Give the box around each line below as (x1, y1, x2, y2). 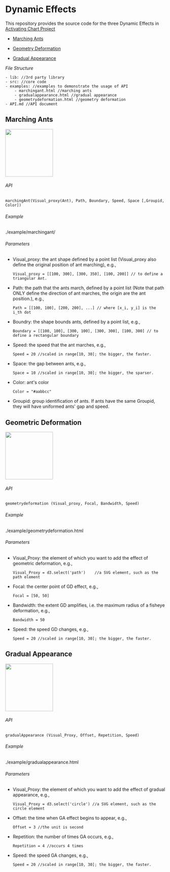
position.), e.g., (12, 296, 45, 302)
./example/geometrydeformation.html (5, 528, 84, 534)
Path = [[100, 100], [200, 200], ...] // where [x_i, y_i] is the (12, 305, 156, 310)
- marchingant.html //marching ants (14, 88, 92, 93)
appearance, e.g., (12, 792, 50, 798)
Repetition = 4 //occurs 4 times (12, 844, 84, 849)
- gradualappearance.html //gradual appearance (14, 92, 117, 97)
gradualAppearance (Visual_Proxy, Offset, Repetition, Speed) (5, 733, 140, 738)
